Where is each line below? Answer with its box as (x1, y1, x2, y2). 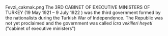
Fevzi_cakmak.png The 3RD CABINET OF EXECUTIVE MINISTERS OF (5, 4, 150, 10)
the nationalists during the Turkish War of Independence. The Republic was (5, 15, 163, 20)
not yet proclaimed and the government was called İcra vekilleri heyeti (5, 20, 153, 26)
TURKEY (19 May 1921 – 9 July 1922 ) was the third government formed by (5, 9, 161, 15)
